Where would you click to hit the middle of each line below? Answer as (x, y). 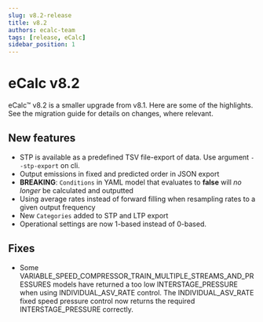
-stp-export (39, 166)
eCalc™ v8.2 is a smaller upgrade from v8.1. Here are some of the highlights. (131, 105)
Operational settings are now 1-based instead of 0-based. (113, 224)
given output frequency (57, 207)
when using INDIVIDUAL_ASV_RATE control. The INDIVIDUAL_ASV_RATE (137, 292)
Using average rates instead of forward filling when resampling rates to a (137, 199)
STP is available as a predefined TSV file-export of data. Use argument (134, 157)
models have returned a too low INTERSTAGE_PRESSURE (145, 284)
